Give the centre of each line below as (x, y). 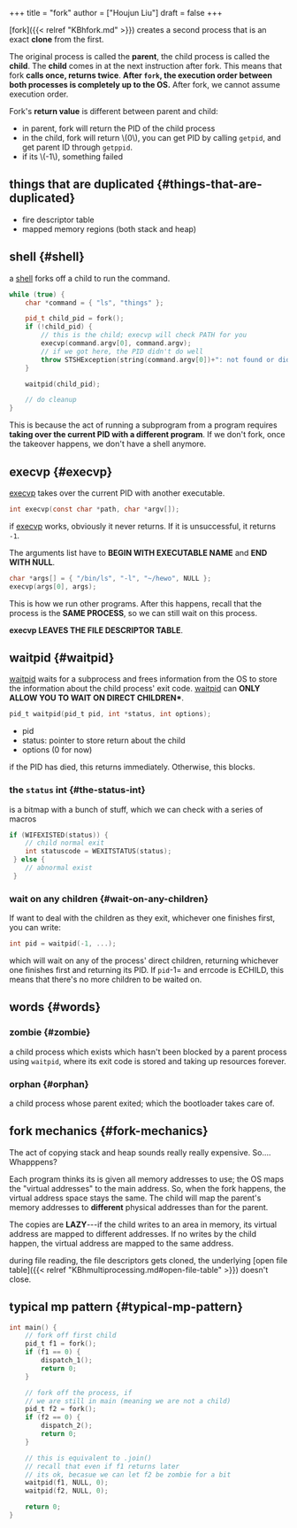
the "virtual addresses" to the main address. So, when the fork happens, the (148, 1188)
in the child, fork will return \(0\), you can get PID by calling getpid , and (151, 138)
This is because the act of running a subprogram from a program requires (143, 425)
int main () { (33, 1327)
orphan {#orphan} (49, 1084)
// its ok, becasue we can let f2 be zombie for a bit (128, 1474)
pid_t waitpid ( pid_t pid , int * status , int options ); (110, 714)
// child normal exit (65, 843)
